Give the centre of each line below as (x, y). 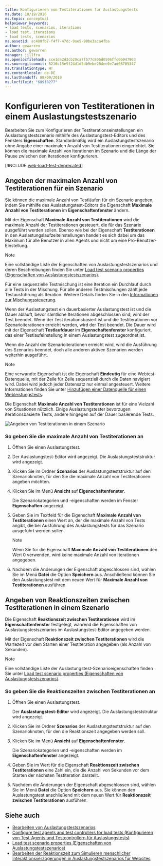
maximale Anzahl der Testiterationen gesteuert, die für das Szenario (73, 225)
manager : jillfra (23, 55)
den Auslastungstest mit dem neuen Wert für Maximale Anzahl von (80, 579)
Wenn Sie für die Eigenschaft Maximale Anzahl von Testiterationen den (85, 549)
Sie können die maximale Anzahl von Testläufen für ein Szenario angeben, (80, 200)
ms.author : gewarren (26, 50)
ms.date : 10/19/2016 (26, 14)
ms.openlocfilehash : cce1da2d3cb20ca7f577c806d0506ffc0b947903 (71, 59)
